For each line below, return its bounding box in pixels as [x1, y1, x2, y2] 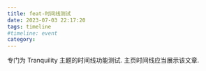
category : [7, 36, 36, 43]
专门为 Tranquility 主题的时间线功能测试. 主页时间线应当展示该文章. [7, 56, 200, 65]
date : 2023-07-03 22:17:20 [7, 17, 86, 24]
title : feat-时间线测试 [7, 10, 71, 17]
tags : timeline [7, 23, 52, 30]
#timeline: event [7, 29, 58, 37]
